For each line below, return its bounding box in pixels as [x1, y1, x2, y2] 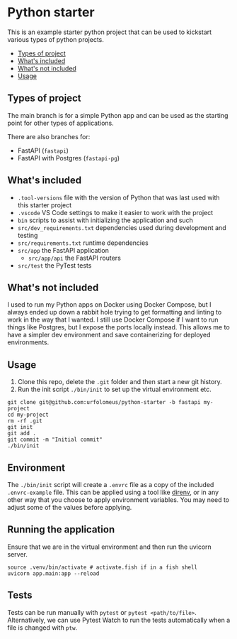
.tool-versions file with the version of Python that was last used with [17, 193, 221, 202]
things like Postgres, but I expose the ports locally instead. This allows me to [7, 323, 230, 332]
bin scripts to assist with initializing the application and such [17, 216, 193, 224]
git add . [7, 430, 37, 437]
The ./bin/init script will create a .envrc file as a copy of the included [7, 481, 214, 488]
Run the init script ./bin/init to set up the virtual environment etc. [17, 385, 212, 394]
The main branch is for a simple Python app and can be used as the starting [7, 111, 229, 119]
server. [7, 550, 28, 558]
